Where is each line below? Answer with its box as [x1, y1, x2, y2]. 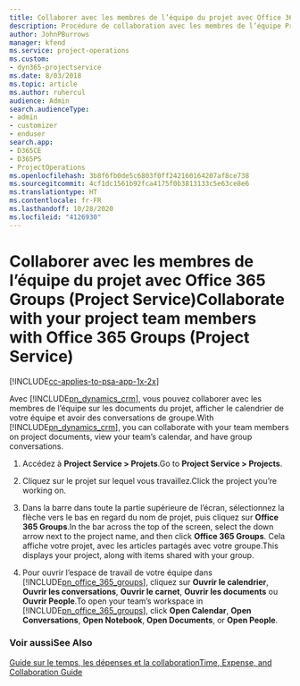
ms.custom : [9, 55, 50, 64]
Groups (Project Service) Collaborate [9, 289, 286, 309]
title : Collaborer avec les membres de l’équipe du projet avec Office [9, 13, 281, 22]
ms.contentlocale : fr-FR [9, 196, 102, 206]
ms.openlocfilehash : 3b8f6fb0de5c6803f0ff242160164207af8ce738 [9, 171, 250, 180]
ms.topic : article [9, 80, 78, 89]
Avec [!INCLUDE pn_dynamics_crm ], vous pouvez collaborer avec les [9, 393, 262, 403]
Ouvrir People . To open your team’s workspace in [21, 596, 204, 606]
